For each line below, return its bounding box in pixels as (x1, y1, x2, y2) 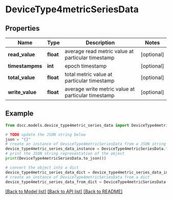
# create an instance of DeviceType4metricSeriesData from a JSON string (5, 142, 166, 147)
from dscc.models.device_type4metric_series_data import (5, 123, 130, 128)
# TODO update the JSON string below (5, 132, 86, 137)
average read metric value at (64, 48, 134, 55)
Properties (5, 24, 40, 33)
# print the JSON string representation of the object (5, 151, 125, 157)
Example (5, 109, 34, 118)
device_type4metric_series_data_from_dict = (5, 179, 102, 185)
